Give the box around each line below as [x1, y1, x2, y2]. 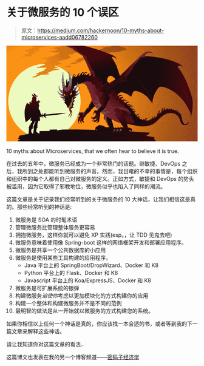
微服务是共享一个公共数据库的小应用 [15, 246, 106, 254]
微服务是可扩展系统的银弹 [15, 284, 80, 291]
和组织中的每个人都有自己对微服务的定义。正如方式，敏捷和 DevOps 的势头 [6, 175, 194, 182]
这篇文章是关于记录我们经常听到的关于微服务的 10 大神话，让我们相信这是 [6, 195, 191, 203]
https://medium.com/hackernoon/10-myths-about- [37, 27, 165, 34]
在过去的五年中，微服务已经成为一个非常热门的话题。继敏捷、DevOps [6, 160, 181, 167]
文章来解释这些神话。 [11, 327, 65, 334]
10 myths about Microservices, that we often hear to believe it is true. [6, 147, 179, 155]
